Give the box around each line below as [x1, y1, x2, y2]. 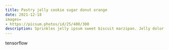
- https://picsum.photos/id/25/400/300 [5, 21, 90, 27]
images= [5, 17, 22, 22]
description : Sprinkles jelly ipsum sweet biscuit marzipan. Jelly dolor [5, 26, 164, 31]
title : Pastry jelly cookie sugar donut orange [5, 7, 108, 13]
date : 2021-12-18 [5, 12, 42, 17]
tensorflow [5, 40, 28, 46]
